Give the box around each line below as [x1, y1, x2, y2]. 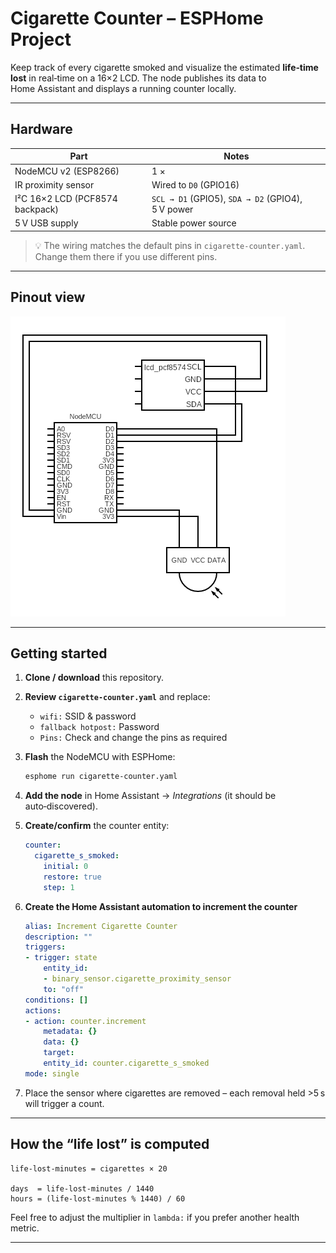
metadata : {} [43, 1027, 98, 1037]
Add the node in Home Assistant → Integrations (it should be [24, 790, 277, 802]
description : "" [24, 932, 93, 942]
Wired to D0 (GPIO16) [151, 178, 240, 191]
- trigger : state [24, 953, 98, 963]
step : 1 [43, 882, 75, 892]
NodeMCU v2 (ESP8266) [14, 165, 120, 177]
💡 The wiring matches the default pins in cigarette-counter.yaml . [34, 239, 306, 251]
